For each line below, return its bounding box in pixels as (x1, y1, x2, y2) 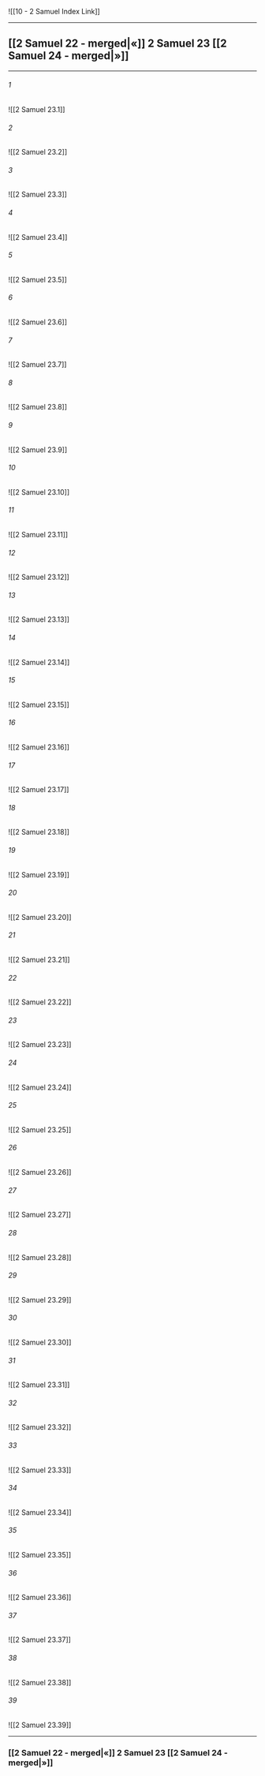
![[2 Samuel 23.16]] (8, 742, 69, 752)
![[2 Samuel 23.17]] (8, 785, 69, 795)
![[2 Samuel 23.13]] (8, 615, 69, 624)
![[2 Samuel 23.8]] (8, 402, 68, 412)
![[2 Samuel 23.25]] (8, 1124, 72, 1135)
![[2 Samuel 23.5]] (8, 275, 67, 284)
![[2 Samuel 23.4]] (8, 232, 68, 241)
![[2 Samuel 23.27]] (8, 1210, 72, 1220)
